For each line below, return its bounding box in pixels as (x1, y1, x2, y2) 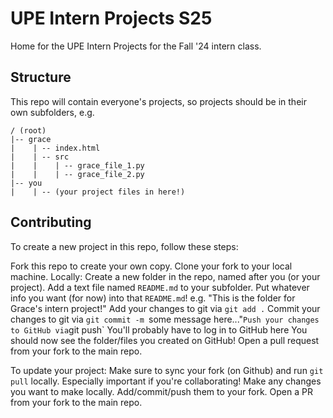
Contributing (10, 214, 92, 231)
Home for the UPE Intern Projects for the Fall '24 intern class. (10, 40, 262, 52)
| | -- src (10, 152, 70, 162)
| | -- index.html (10, 143, 101, 153)
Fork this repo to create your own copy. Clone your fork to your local (10, 260, 293, 272)
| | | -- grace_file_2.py (10, 169, 145, 179)
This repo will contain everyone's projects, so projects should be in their (10, 95, 307, 107)
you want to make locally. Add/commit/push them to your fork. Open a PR (10, 385, 313, 397)
